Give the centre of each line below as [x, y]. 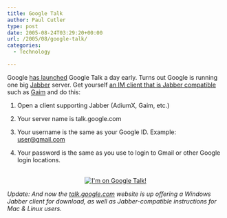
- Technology [32, 52]
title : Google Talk [35, 13]
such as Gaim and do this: [44, 92]
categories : [24, 45]
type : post [23, 26]
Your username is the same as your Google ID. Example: [97, 132]
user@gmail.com [41, 139]
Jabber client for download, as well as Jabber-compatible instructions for [112, 201]
